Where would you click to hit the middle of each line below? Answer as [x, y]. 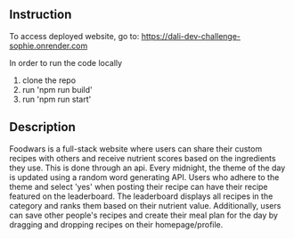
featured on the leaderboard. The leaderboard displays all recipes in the [141, 196]
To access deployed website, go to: [74, 36]
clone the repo [49, 80]
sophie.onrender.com [49, 45]
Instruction [41, 15]
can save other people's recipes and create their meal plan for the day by [144, 215]
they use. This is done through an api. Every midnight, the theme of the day [147, 168]
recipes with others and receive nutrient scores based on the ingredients [143, 158]
